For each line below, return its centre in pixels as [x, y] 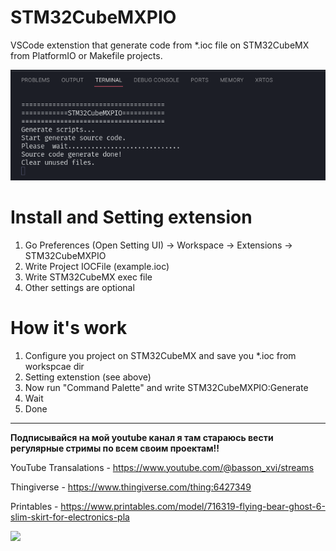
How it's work [69, 327]
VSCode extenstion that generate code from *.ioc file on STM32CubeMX [160, 45]
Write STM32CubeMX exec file [88, 277]
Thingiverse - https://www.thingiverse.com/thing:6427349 [131, 487]
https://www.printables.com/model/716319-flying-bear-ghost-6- [193, 506]
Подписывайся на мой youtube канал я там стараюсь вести [142, 437]
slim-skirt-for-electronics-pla [70, 517]
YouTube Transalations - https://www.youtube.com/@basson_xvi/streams [162, 467]
